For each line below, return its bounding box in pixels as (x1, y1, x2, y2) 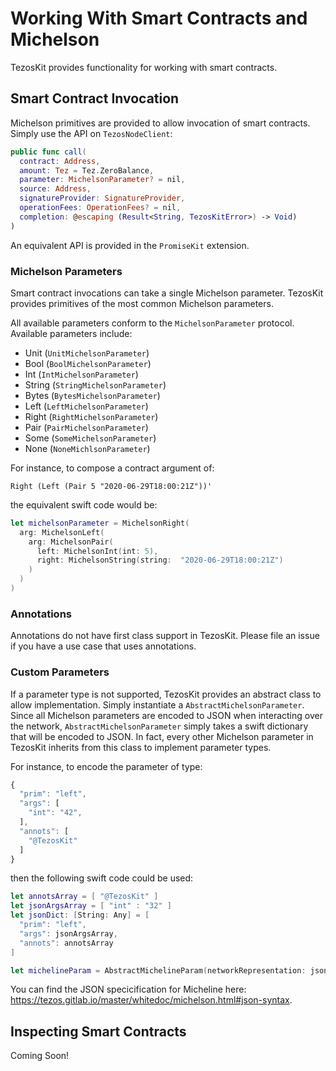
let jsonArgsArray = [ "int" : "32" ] (10, 901, 172, 911)
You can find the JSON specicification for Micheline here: (10, 983, 247, 996)
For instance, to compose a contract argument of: (10, 462, 215, 474)
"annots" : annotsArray (19, 938, 114, 948)
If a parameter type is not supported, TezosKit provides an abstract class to (10, 688, 322, 700)
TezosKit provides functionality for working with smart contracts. (10, 61, 278, 73)
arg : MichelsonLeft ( (19, 527, 105, 537)
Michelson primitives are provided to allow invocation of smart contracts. (10, 117, 311, 129)
